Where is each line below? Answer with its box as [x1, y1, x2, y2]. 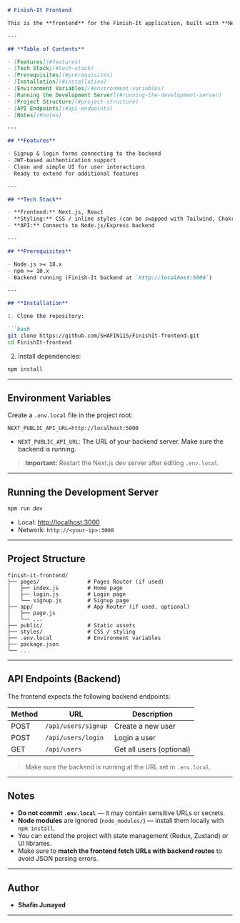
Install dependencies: [17, 351, 81, 360]
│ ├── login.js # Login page [7, 590, 126, 598]
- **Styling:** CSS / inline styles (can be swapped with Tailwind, [7, 215, 216, 223]
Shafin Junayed [17, 901, 66, 909]
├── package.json [7, 640, 59, 648]
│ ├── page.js [7, 609, 56, 617]
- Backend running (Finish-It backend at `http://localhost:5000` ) [7, 274, 213, 281]
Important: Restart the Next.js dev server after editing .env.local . [24, 459, 220, 467]
